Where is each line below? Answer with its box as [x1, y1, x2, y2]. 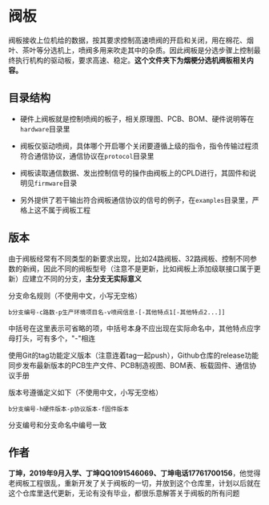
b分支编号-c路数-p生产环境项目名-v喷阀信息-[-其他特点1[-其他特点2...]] [8, 308, 226, 317]
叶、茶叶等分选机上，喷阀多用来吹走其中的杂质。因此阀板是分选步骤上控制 [8, 45, 254, 55]
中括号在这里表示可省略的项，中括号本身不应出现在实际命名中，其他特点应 [8, 323, 254, 333]
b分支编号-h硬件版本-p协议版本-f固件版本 [8, 405, 130, 413]
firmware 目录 [34, 178, 78, 188]
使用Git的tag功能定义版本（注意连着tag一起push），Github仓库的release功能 [8, 350, 259, 360]
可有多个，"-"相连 [35, 333, 96, 343]
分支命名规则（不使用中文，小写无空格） [8, 290, 142, 301]
